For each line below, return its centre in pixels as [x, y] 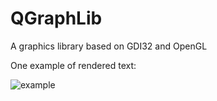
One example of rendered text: [73, 65]
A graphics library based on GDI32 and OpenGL [109, 46]
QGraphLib [56, 18]
